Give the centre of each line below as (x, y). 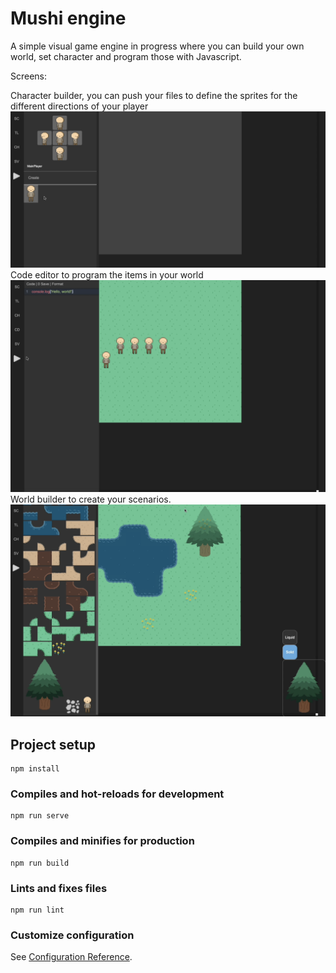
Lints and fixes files (59, 888)
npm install (35, 769)
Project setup (53, 744)
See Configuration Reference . (71, 957)
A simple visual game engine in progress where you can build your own (157, 46)
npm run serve (40, 816)
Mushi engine (68, 18)
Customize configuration (72, 935)
